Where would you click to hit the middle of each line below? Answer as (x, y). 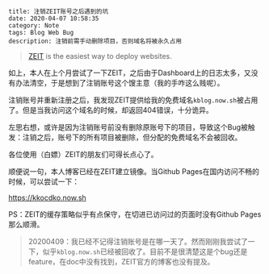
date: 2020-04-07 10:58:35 (54, 19)
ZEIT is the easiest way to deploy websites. (100, 56)
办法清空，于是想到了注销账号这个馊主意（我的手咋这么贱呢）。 (120, 83)
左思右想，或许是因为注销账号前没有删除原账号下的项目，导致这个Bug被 (128, 127)
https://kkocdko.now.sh (47, 197)
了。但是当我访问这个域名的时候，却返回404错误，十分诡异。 (111, 110)
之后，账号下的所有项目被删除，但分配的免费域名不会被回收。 (139, 137)
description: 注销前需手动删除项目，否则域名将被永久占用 (95, 41)
